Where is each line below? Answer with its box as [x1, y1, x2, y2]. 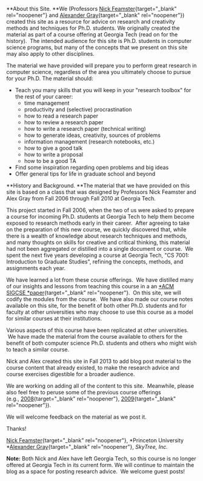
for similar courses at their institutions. [6, 315, 102, 322]
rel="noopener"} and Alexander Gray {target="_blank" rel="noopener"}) [6, 12, 185, 19]
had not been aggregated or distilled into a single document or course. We [6, 245, 194, 252]
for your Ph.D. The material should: [6, 75, 94, 82]
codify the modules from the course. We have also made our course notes [6, 296, 193, 302]
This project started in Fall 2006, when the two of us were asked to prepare [6, 207, 195, 214]
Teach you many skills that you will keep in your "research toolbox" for [15, 87, 191, 93]
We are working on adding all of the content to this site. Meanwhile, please [6, 382, 195, 390]
